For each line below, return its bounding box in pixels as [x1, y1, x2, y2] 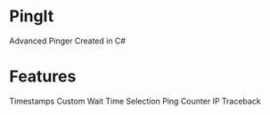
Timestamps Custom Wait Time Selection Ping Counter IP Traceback [9, 96, 261, 106]
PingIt [9, 6, 54, 27]
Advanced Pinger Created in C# [9, 35, 127, 46]
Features [9, 66, 77, 87]
